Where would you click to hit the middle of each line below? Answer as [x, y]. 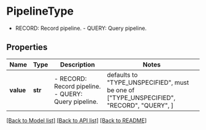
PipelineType [40, 11]
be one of [121, 90]
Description [78, 64]
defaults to [122, 74]
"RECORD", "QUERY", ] [140, 105]
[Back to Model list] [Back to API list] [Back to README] [77, 120]
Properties [27, 47]
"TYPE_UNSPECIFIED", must [148, 82]
